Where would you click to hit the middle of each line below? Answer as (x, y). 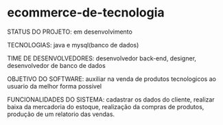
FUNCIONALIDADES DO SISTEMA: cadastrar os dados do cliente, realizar (111, 99)
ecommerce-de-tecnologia (86, 13)
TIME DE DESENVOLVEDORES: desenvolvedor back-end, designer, (102, 58)
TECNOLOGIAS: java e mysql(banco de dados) (73, 45)
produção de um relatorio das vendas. (61, 114)
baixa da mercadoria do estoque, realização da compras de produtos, (106, 106)
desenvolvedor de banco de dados (57, 65)
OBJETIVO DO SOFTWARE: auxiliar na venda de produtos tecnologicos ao (111, 79)
